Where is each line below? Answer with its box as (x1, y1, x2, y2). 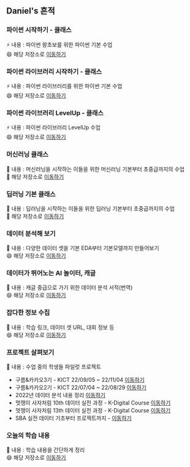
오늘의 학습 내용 (6, 431, 50, 439)
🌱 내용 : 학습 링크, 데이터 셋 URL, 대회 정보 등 (6, 324, 115, 331)
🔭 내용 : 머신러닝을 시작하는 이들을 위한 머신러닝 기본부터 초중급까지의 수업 (6, 165, 185, 173)
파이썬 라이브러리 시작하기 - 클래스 (6, 67, 102, 75)
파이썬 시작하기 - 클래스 (6, 26, 72, 34)
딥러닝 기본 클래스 (6, 189, 56, 198)
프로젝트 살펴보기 (6, 348, 55, 357)
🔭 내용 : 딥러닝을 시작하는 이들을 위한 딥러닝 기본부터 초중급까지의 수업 (6, 205, 175, 212)
